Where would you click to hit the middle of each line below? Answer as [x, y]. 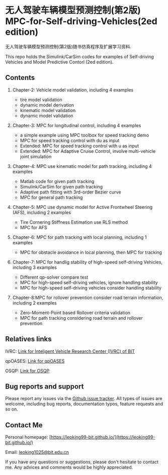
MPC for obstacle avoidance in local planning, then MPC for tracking [91, 252]
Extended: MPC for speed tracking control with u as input [79, 146]
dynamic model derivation [47, 105]
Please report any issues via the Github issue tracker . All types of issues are [84, 399]
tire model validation [41, 100]
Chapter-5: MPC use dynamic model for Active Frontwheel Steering [82, 207]
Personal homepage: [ [28, 437]
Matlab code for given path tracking [57, 181]
